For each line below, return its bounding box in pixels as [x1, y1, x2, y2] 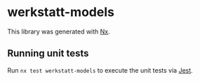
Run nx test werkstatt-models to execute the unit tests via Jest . [7, 66, 193, 74]
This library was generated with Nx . [7, 27, 110, 36]
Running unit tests [7, 47, 89, 59]
